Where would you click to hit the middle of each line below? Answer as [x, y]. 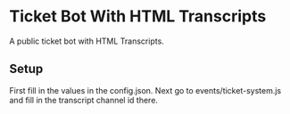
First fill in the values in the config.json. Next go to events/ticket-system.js [145, 90]
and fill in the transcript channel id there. [84, 100]
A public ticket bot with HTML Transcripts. [87, 41]
